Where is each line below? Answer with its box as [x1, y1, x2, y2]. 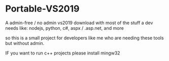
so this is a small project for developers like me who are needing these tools [5, 35, 164, 41]
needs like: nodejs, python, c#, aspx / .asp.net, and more [5, 25, 124, 31]
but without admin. [5, 40, 45, 46]
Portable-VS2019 [5, 3, 80, 15]
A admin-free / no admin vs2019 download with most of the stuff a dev [5, 20, 153, 26]
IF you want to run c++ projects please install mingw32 [5, 50, 120, 56]
